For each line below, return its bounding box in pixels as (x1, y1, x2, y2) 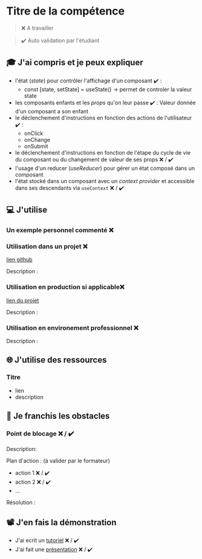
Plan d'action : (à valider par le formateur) (6, 457, 111, 464)
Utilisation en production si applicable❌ (6, 283, 125, 292)
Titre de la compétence (6, 4, 125, 18)
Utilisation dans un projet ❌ (6, 242, 88, 250)
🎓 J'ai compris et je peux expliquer (6, 58, 143, 68)
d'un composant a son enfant (15, 107, 89, 115)
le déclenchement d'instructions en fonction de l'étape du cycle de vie (15, 149, 191, 156)
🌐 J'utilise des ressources (6, 355, 107, 365)
